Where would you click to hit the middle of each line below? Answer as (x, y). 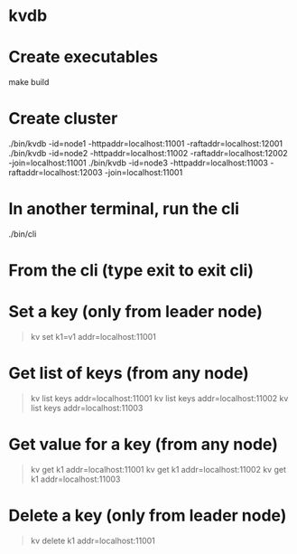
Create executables (84, 57)
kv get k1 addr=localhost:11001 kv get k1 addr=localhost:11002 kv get (158, 469)
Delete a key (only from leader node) (148, 516)
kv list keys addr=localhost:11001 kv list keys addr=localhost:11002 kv (159, 399)
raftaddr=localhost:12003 (56, 173)
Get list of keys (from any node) (129, 374)
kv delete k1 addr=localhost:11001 (93, 540)
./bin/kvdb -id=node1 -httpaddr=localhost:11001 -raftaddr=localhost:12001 (146, 144)
